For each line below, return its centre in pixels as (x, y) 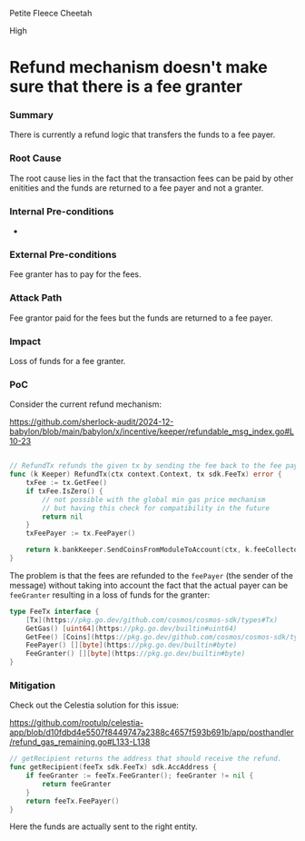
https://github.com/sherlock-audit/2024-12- (92, 422)
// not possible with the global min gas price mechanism (154, 500)
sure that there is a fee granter (126, 87)
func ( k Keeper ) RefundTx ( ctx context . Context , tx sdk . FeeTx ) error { (146, 475)
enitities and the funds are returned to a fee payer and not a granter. (137, 188)
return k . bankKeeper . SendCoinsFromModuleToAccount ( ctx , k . (140, 550)
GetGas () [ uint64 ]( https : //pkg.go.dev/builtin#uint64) (132, 628)
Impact (25, 341)
